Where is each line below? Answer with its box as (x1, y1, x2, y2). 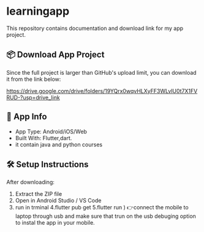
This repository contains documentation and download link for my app (6, 24, 184, 32)
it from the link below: (6, 75, 61, 83)
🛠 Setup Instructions (6, 159, 89, 170)
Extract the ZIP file (15, 190, 62, 198)
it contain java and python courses (15, 141, 103, 148)
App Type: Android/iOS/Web (15, 127, 88, 135)
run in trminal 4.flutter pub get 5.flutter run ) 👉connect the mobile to (15, 204, 189, 211)
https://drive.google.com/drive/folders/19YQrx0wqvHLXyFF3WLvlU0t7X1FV (6, 87, 198, 94)
